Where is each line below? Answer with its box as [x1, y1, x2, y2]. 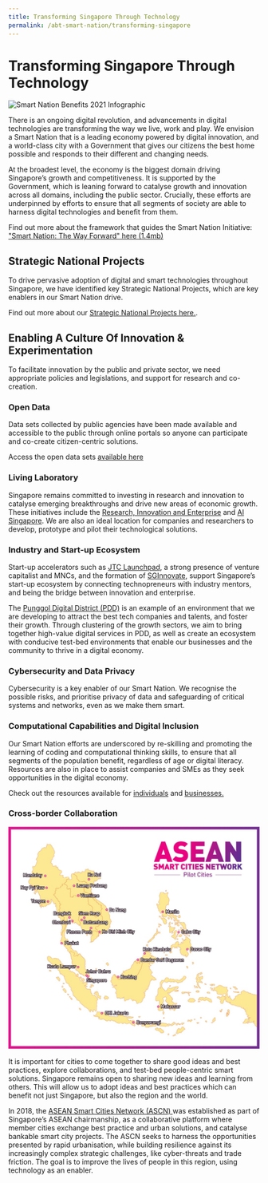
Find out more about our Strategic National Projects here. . [8, 308, 198, 318]
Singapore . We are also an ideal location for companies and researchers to [8, 516, 254, 525]
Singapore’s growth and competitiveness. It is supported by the [8, 173, 216, 183]
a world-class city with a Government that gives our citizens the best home [8, 140, 255, 151]
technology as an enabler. [8, 1165, 93, 1175]
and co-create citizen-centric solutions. [8, 437, 139, 446]
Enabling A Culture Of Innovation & [8, 331, 185, 345]
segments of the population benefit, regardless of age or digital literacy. [8, 755, 244, 766]
